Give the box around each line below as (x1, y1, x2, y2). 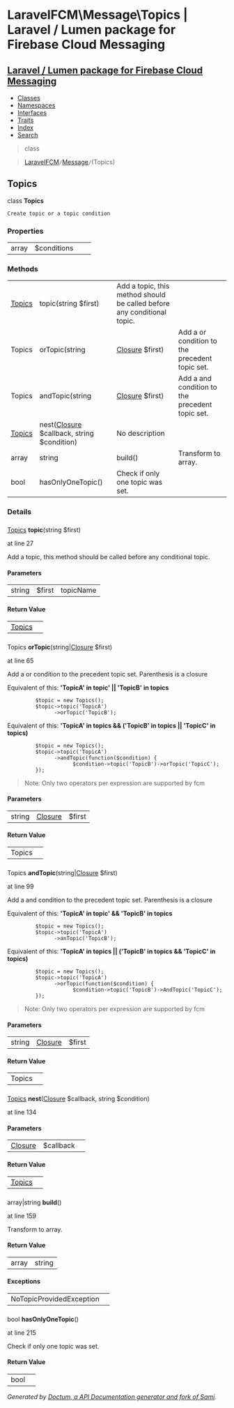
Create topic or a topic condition (7, 210, 111, 217)
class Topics (7, 196, 44, 205)
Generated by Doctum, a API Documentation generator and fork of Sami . (7, 1393, 217, 1401)
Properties (7, 226, 44, 236)
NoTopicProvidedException (10, 1294, 100, 1303)
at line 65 (7, 656, 34, 665)
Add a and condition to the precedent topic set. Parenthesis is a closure (7, 895, 212, 904)
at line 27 (7, 539, 33, 547)
